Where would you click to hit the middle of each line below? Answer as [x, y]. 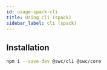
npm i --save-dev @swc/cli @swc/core [54, 62]
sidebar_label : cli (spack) [42, 23]
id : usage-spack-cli [32, 12]
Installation [28, 47]
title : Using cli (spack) [39, 17]
